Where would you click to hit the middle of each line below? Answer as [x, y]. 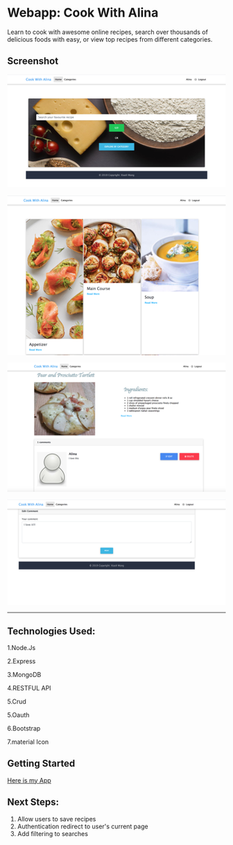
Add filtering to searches [53, 833]
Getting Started [41, 763]
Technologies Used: [51, 631]
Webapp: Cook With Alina [83, 13]
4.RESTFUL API [29, 688]
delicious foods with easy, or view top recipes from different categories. [110, 39]
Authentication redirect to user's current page [83, 826]
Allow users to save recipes [57, 819]
